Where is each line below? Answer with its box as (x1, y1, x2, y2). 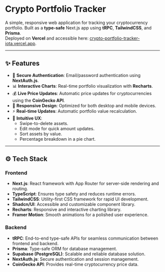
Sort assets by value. (19, 131, 62, 137)
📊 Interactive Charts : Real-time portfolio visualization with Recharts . (12, 83, 153, 89)
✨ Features (5, 59, 40, 68)
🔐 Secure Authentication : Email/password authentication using (12, 72, 141, 78)
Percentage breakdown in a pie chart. (19, 136, 96, 142)
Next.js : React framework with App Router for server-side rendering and (12, 180, 159, 187)
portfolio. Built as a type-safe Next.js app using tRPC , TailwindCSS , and (5, 25, 152, 30)
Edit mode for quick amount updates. (19, 125, 95, 131)
